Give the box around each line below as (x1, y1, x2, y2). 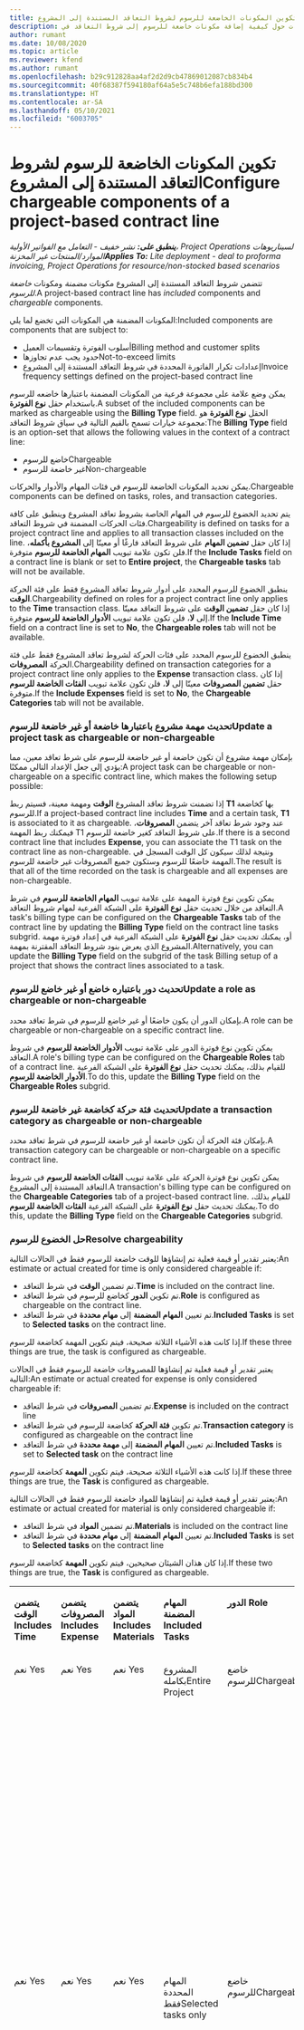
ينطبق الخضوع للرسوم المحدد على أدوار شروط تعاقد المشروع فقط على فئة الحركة (9, 583, 288, 594)
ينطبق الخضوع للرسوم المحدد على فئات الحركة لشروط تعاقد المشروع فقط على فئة (9, 649, 291, 660)
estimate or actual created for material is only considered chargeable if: (9, 1503, 276, 1514)
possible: (9, 781, 43, 792)
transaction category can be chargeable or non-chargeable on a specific (9, 1144, 280, 1155)
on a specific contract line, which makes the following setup (52, 771, 278, 782)
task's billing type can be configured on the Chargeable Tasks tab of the (9, 912, 281, 923)
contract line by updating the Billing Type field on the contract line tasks (9, 921, 279, 933)
